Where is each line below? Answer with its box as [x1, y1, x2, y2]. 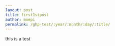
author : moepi [5, 17, 36, 22]
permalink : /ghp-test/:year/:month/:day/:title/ [5, 21, 110, 27]
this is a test [5, 36, 31, 42]
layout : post [5, 7, 33, 13]
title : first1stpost [5, 12, 49, 17]
